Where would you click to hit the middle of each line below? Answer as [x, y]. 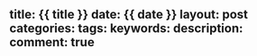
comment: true [52, 42]
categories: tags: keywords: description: [126, 29]
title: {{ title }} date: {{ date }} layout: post [129, 15]
